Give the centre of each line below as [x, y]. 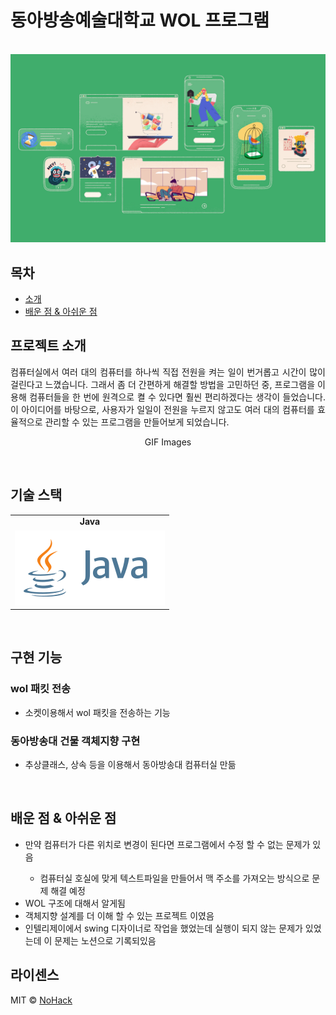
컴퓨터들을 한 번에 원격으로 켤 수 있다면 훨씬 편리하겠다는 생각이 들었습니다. [177, 397]
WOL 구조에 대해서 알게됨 [75, 903]
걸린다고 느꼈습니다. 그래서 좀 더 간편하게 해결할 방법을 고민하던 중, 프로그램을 [163, 384]
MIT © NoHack [41, 1000]
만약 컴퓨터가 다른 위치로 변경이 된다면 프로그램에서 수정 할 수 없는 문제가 [167, 844]
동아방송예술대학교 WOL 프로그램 [140, 20]
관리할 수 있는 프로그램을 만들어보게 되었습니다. [137, 422]
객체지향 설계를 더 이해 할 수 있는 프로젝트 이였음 [119, 915]
